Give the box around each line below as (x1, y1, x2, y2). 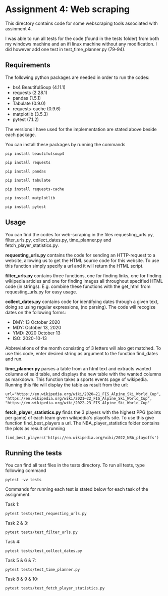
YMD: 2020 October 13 (12, 330, 61, 336)
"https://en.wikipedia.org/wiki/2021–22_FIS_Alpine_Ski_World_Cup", (5, 396, 152, 401)
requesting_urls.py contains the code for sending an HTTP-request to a (5, 252, 155, 258)
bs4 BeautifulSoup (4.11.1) (12, 84, 66, 90)
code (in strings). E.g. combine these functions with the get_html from (5, 283, 151, 289)
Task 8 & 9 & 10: (5, 576, 39, 582)
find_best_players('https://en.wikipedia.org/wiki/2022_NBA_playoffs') (5, 435, 159, 440)
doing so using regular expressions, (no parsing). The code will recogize (5, 304, 156, 310)
